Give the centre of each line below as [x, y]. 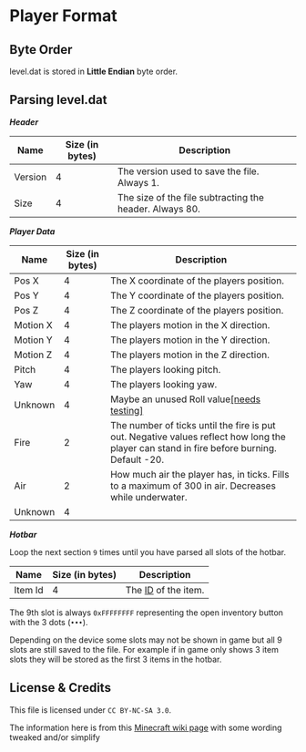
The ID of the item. [165, 590]
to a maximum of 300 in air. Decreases [193, 486]
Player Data [32, 231]
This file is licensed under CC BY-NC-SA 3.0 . [91, 710]
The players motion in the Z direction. [190, 355]
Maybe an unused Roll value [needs [186, 399]
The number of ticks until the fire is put [193, 425]
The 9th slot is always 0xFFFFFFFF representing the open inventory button [147, 613]
